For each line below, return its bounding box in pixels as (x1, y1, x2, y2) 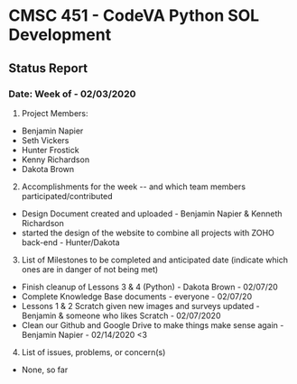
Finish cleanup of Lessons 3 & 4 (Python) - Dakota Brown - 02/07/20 (21, 281, 279, 292)
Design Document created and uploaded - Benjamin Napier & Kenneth (21, 208, 283, 219)
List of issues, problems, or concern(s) (21, 346, 166, 357)
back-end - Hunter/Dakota (21, 236, 120, 248)
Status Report (8, 60, 88, 76)
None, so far (21, 364, 69, 375)
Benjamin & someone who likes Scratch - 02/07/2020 (21, 310, 221, 321)
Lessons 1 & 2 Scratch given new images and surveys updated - (21, 300, 260, 311)
